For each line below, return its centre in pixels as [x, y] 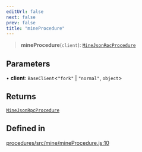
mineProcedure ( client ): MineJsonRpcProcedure [78, 45]
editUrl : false [25, 12]
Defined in [26, 129]
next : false [21, 17]
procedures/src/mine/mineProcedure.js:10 [58, 142]
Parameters [28, 64]
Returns [21, 96]
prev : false [21, 23]
